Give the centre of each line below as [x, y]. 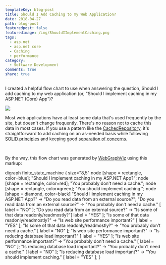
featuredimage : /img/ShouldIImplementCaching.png [57, 33]
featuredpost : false [27, 28]
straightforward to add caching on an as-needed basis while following [77, 133]
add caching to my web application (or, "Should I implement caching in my [81, 93]
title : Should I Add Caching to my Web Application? [61, 14]
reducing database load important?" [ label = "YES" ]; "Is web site [72, 236]
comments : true [21, 70]
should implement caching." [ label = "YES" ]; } [53, 257]
